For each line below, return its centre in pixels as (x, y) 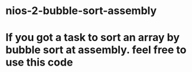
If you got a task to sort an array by (92, 38)
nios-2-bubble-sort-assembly (81, 11)
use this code (39, 62)
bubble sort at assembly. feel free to (96, 50)
